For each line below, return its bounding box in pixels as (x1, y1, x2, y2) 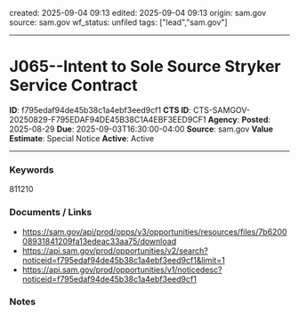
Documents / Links (9, 206, 93, 219)
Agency (207, 114, 238, 125)
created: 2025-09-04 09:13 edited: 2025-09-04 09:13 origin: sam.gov (9, 8, 267, 18)
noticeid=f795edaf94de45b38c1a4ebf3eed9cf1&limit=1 (21, 254, 225, 265)
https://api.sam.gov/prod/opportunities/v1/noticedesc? (21, 264, 222, 275)
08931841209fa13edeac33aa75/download (21, 236, 176, 246)
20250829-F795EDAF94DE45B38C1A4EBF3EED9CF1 (9, 114, 206, 125)
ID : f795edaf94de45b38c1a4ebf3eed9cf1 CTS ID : (9, 104, 191, 115)
